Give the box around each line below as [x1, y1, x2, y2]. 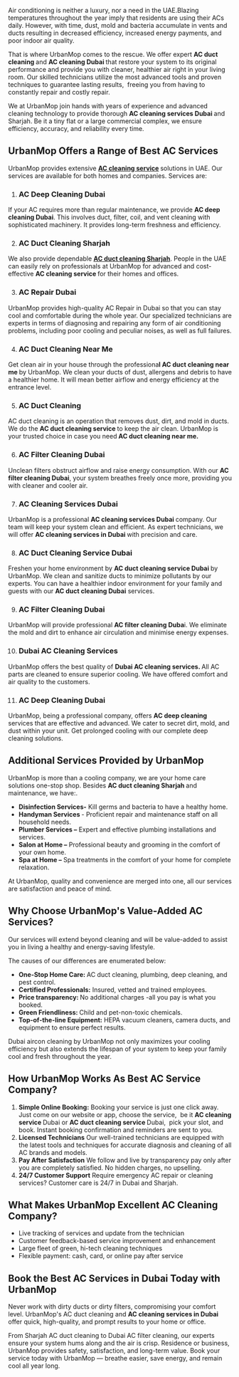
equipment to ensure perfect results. [18, 1023, 127, 1032]
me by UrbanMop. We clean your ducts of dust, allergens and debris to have [8, 368, 232, 376]
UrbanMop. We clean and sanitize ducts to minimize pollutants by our [8, 572, 212, 580]
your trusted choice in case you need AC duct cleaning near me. [8, 432, 198, 441]
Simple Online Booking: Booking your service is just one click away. [18, 1103, 219, 1111]
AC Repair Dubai [18, 288, 77, 298]
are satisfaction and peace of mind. [8, 884, 112, 893]
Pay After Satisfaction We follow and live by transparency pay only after [18, 1156, 232, 1164]
